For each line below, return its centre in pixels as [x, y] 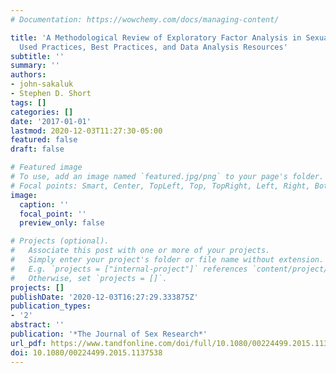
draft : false [37, 149]
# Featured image [46, 167]
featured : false [44, 140]
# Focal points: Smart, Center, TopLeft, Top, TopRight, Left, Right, [160, 186]
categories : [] [42, 112]
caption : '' [44, 204]
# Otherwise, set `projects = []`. [89, 278]
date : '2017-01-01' [51, 121]
